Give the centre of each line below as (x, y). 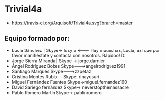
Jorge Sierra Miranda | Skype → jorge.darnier (58, 61)
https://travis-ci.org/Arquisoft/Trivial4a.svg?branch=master (72, 23)
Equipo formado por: (37, 38)
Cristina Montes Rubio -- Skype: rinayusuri (55, 76)
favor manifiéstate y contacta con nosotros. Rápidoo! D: (69, 55)
